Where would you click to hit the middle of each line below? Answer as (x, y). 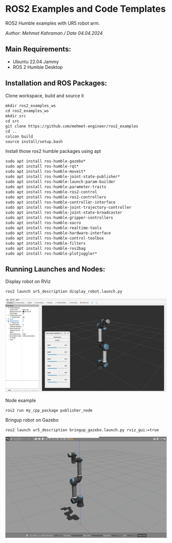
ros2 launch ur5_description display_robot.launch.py (64, 292)
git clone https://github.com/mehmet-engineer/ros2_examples (72, 126)
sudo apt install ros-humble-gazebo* (46, 161)
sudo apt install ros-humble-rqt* (42, 166)
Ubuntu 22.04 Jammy (36, 62)
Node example (21, 400)
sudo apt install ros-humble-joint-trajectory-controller (68, 207)
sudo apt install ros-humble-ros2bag (46, 248)
